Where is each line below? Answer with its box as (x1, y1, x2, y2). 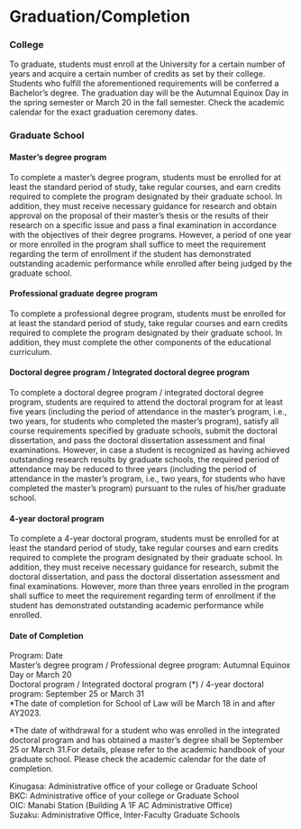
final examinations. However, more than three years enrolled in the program (9, 581, 290, 592)
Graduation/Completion (9, 6, 191, 27)
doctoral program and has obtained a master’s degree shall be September (9, 734, 284, 745)
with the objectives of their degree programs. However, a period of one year (9, 229, 292, 240)
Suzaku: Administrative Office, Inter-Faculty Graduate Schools (9, 809, 241, 821)
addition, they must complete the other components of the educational (9, 336, 272, 348)
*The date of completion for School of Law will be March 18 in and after (9, 698, 276, 709)
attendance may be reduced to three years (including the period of (9, 464, 257, 475)
